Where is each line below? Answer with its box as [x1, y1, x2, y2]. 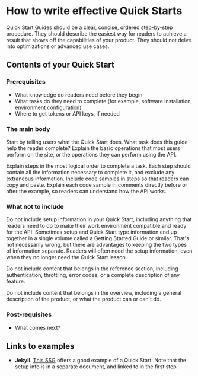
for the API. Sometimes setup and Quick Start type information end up [6, 228, 177, 235]
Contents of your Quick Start [6, 60, 114, 70]
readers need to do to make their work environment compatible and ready [6, 222, 187, 230]
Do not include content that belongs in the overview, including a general [6, 289, 182, 297]
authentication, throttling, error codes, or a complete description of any [6, 272, 180, 279]
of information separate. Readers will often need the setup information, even [6, 247, 193, 254]
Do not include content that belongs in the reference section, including [6, 265, 179, 272]
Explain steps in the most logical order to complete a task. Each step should [6, 162, 191, 170]
